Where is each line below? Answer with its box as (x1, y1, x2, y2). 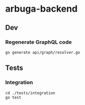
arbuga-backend (5, 3, 78, 15)
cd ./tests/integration (5, 90, 56, 95)
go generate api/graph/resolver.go (5, 50, 80, 55)
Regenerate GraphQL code (5, 39, 72, 46)
